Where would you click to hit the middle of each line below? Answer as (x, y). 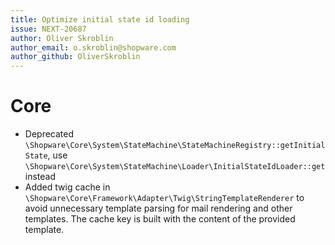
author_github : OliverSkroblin (75, 57)
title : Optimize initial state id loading (100, 19)
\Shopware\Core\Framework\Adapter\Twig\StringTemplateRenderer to (164, 198)
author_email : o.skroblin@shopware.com (93, 47)
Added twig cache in (67, 187)
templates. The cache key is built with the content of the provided (160, 219)
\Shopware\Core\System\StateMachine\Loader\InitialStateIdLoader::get (175, 167)
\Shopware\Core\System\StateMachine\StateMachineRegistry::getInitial (175, 146)
